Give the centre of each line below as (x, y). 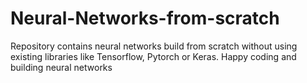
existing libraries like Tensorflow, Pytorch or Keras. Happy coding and (153, 56)
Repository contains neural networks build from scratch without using (154, 46)
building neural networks (61, 67)
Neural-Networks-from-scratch (145, 18)
